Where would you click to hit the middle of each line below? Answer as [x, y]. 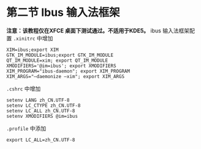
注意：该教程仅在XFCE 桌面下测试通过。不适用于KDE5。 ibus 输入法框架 [98, 31]
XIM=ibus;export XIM [33, 49]
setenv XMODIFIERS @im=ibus [42, 116]
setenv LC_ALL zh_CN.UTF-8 [41, 111]
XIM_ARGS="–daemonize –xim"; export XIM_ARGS [65, 76]
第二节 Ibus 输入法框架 [63, 13]
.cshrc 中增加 [24, 89]
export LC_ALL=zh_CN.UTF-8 [41, 140]
